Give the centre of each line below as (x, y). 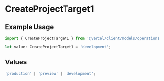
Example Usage (30, 27)
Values (16, 62)
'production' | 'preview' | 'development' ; (50, 73)
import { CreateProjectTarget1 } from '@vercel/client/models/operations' (83, 38)
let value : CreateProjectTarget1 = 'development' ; (58, 47)
